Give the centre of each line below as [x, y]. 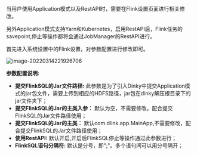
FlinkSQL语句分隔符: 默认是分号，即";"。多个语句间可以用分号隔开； [99, 145]
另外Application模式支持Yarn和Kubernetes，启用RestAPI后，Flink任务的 [95, 29]
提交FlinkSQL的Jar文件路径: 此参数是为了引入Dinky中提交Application [100, 86]
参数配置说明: [23, 73]
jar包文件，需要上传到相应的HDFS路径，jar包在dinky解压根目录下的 [108, 93]
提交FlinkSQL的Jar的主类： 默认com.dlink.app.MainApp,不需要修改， [100, 123]
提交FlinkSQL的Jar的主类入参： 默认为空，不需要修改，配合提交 [94, 108]
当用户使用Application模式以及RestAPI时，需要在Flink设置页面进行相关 [93, 9]
